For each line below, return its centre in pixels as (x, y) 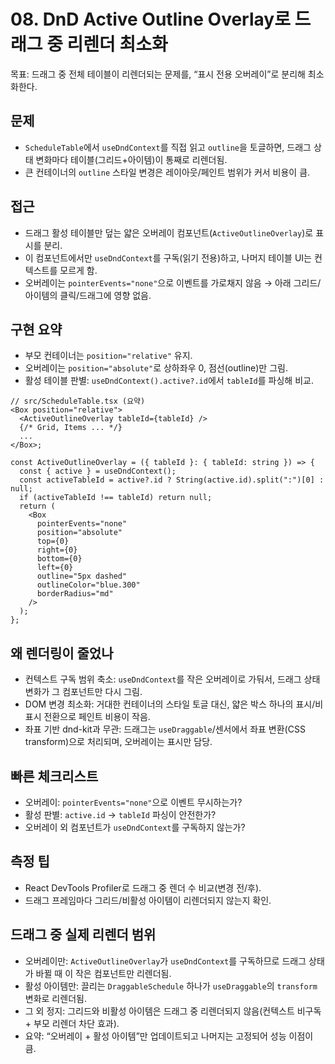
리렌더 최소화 (117, 44)
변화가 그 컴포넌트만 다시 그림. (83, 692)
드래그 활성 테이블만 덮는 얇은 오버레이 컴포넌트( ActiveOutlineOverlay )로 (169, 232)
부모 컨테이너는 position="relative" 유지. (108, 356)
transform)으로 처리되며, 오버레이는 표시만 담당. (118, 742)
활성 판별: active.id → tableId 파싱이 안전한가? (120, 814)
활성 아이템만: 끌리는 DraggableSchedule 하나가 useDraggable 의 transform (171, 986)
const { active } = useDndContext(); (98, 471)
